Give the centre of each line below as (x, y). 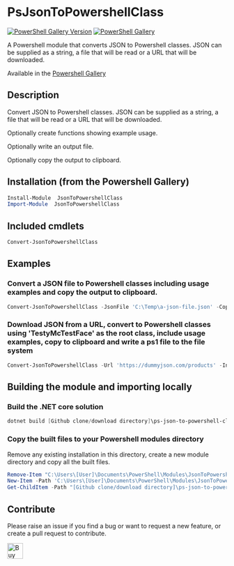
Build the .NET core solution (55, 407)
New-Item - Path (29, 481)
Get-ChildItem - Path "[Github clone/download (74, 488)
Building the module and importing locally (100, 387)
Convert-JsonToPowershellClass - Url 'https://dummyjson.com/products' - (115, 365)
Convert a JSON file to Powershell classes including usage (108, 284)
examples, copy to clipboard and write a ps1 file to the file (106, 342)
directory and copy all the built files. (58, 461)
